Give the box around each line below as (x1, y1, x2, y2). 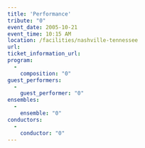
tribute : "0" (7, 17, 46, 24)
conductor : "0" (20, 129, 65, 137)
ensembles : (7, 97, 40, 104)
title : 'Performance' (7, 10, 72, 18)
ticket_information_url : (7, 51, 81, 58)
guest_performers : (7, 76, 62, 84)
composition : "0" (20, 70, 72, 77)
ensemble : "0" (20, 110, 62, 117)
